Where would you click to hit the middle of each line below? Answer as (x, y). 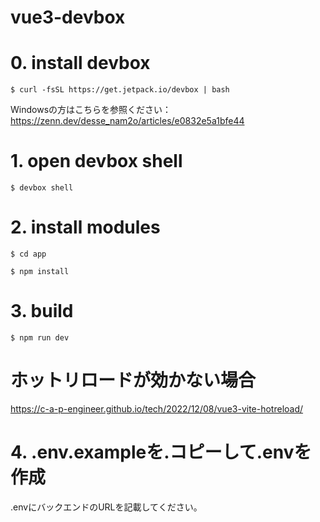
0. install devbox (80, 63)
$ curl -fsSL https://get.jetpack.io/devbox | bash (120, 90)
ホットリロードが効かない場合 (133, 380)
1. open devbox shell (96, 161)
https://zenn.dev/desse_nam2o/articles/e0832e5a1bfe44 (127, 121)
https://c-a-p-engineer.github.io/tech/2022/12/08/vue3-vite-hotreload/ (157, 408)
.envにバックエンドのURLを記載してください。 (106, 507)
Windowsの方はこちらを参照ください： (91, 110)
